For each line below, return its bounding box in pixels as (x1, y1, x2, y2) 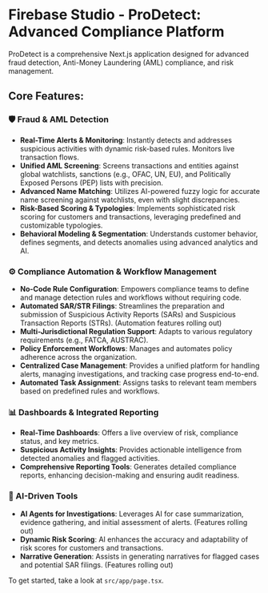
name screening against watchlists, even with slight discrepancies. (19, 195, 240, 204)
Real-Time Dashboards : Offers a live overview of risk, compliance (19, 428, 238, 438)
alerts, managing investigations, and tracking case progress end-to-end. (19, 369, 259, 378)
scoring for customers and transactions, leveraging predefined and (19, 212, 242, 221)
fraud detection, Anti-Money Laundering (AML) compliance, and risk (8, 58, 234, 67)
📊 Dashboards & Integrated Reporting (8, 406, 159, 418)
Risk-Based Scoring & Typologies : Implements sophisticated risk (19, 203, 236, 213)
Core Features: (8, 90, 84, 103)
